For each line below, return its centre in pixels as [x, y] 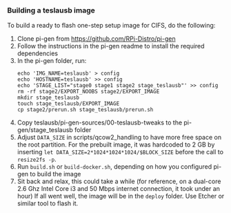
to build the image [56, 174]
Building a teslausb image [51, 10]
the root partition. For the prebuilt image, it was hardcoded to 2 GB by [116, 145]
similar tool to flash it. [48, 203]
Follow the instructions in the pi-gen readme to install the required [111, 46]
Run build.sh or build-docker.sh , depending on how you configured [114, 167]
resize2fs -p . [37, 159]
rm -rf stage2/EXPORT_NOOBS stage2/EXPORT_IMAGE [88, 92]
